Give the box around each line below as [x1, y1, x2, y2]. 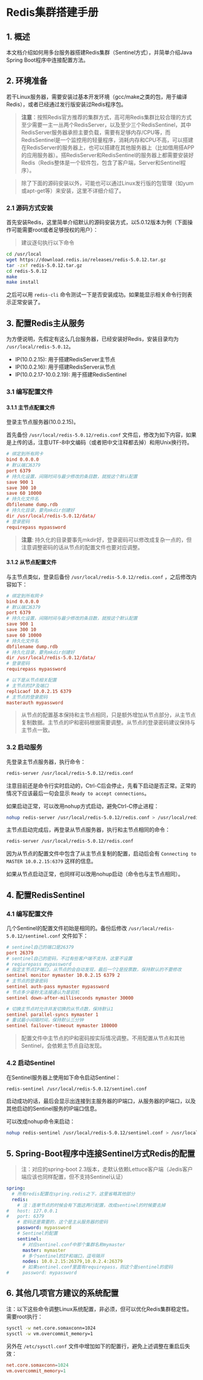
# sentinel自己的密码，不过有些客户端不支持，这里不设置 [6, 956, 133, 962]
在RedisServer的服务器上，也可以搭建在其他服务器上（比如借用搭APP [21, 144, 195, 151]
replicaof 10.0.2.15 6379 [6, 688, 71, 694]
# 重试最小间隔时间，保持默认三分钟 [6, 1017, 84, 1023]
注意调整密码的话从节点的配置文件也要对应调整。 [21, 543, 143, 551]
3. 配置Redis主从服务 [6, 318, 85, 328]
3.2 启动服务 [6, 743, 43, 752]
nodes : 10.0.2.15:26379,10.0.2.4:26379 [22, 1259, 123, 1265]
